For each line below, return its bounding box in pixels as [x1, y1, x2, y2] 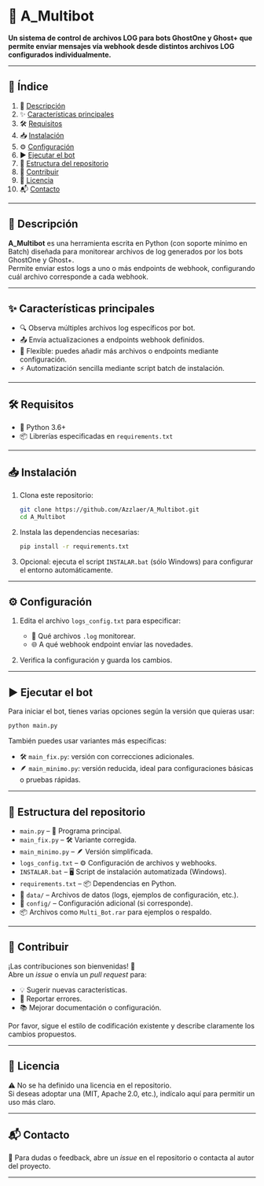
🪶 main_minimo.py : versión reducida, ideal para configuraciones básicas [19, 764, 254, 773]
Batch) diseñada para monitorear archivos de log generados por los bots [8, 246, 244, 256]
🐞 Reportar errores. [19, 994, 82, 1003]
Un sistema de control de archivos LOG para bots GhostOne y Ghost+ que [8, 33, 253, 43]
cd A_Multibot [19, 513, 66, 521]
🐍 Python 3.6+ [19, 423, 67, 432]
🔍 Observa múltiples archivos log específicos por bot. [19, 323, 196, 333]
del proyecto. [8, 1162, 51, 1171]
